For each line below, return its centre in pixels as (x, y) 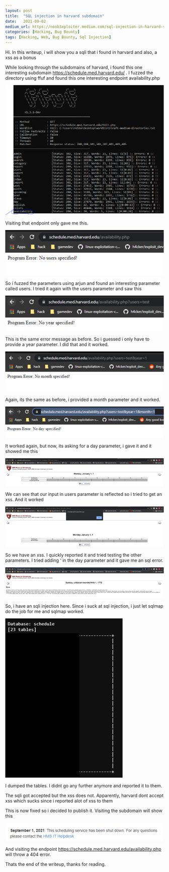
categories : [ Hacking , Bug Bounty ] (43, 32)
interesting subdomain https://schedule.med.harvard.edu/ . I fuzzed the (79, 73)
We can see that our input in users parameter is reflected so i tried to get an (84, 494)
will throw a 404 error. (28, 854)
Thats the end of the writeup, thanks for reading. (56, 864)
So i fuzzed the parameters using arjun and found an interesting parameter (82, 283)
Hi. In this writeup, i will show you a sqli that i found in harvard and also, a (81, 52)
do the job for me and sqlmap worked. (45, 612)
